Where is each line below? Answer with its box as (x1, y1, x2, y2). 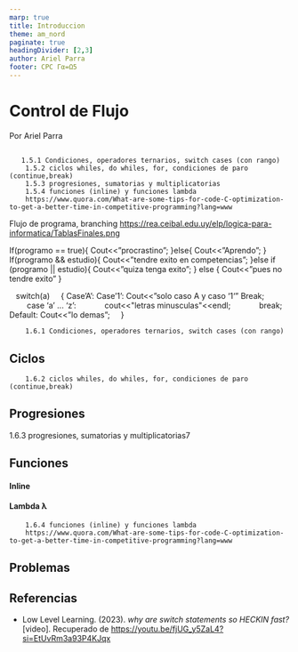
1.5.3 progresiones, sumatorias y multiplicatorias (25, 180, 221, 189)
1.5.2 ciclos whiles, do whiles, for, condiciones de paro (25, 164, 249, 173)
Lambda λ (9, 501, 47, 511)
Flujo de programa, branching (9, 219, 118, 229)
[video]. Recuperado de (21, 624, 109, 634)
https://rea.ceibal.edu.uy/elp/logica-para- (119, 219, 272, 229)
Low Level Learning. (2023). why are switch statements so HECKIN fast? (21, 615, 290, 625)
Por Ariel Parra (9, 130, 63, 141)
